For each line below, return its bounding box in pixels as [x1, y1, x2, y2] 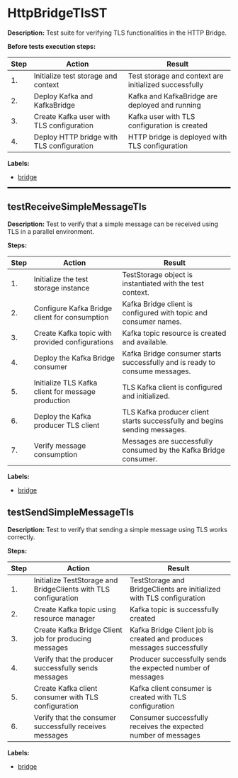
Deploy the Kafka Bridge [33, 353, 115, 363]
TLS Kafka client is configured [122, 382, 222, 392]
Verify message [33, 441, 86, 451]
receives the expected [130, 721, 204, 731]
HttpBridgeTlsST [7, 5, 108, 21]
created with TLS [130, 692, 186, 702]
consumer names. [122, 317, 182, 327]
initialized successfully [127, 79, 204, 89]
